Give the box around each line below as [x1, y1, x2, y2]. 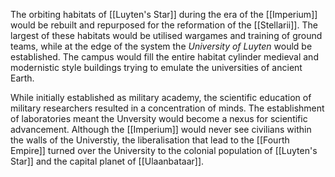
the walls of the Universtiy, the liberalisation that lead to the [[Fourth [10, 134, 290, 146]
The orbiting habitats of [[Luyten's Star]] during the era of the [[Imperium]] [10, 9, 318, 20]
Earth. [10, 72, 35, 84]
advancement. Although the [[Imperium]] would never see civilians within [10, 124, 312, 135]
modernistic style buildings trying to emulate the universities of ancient [10, 62, 303, 73]
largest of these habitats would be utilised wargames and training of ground [10, 30, 323, 41]
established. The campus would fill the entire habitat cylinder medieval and [10, 51, 319, 63]
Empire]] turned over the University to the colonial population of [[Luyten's [10, 145, 318, 156]
